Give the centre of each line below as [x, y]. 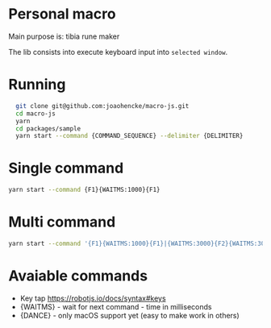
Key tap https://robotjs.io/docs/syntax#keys [93, 298]
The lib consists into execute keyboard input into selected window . [118, 52]
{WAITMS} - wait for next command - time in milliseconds [116, 306]
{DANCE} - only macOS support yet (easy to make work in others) [129, 315]
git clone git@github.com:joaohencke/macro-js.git [102, 106]
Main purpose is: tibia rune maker [64, 36]
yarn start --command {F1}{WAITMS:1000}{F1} [84, 190]
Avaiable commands [78, 276]
